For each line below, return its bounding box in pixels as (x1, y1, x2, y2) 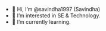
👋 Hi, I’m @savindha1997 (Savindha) (11, 6, 100, 13)
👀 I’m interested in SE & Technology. (11, 12, 101, 19)
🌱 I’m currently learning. (11, 18, 71, 25)
